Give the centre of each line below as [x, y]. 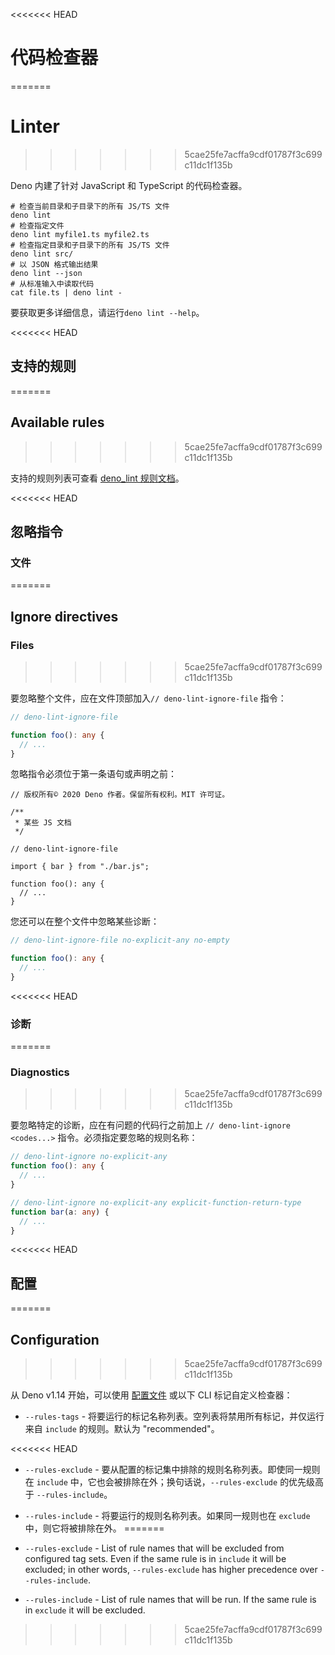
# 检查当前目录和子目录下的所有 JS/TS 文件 [90, 206]
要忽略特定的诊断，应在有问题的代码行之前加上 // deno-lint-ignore [150, 1125]
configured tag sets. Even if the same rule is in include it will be [155, 1559]
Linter [35, 126]
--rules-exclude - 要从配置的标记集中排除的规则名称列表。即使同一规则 [172, 1470]
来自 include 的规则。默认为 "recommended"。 [122, 1429]
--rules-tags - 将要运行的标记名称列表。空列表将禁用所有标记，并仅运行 [174, 1416]
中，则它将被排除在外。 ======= [94, 1528]
